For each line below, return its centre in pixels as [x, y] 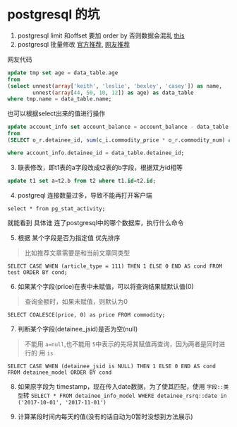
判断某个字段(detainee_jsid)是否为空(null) [78, 329]
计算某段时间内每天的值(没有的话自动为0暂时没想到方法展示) [105, 416]
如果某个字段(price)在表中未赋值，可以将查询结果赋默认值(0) [105, 286]
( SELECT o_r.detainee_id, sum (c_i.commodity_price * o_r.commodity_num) [116, 140]
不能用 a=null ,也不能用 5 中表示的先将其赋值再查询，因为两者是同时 [122, 343]
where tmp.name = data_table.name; [60, 99]
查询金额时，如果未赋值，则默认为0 [76, 301]
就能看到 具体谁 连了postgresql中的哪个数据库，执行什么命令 [96, 222]
